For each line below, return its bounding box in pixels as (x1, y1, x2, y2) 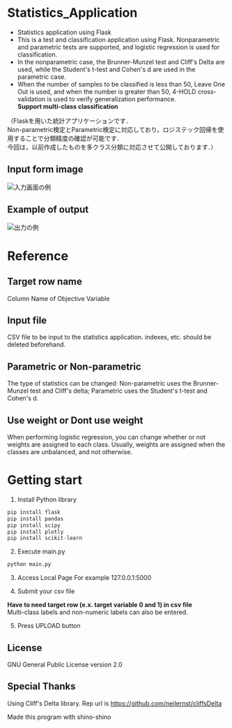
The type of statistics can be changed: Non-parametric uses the (7, 379, 192, 388)
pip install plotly (7, 528, 64, 535)
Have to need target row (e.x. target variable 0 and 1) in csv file (7, 601, 193, 609)
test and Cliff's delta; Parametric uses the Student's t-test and (30, 386, 208, 395)
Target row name (7, 276, 82, 288)
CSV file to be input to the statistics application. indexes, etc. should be (7, 333, 212, 342)
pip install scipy (7, 522, 61, 529)
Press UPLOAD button (17, 622, 82, 630)
